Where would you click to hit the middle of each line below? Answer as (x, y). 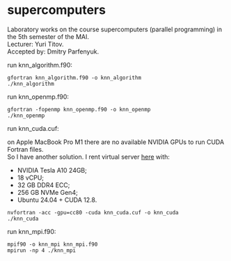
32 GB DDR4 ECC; (43, 185)
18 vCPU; (30, 177)
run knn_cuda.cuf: (33, 128)
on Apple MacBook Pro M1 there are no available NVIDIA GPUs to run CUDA (116, 142)
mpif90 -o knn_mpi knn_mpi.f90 (53, 244)
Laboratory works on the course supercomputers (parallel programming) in (115, 29)
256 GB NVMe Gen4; (47, 192)
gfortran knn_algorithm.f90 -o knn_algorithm (74, 78)
